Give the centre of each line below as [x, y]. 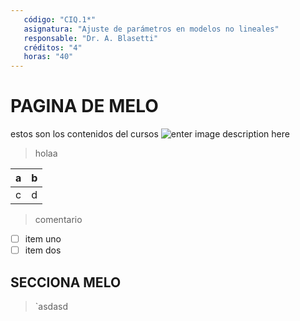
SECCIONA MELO [66, 282]
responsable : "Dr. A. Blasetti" [91, 38]
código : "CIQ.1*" [60, 19]
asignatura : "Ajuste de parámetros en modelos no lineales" [151, 29]
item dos [43, 250]
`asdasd [51, 306]
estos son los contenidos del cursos [84, 134]
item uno [43, 239]
